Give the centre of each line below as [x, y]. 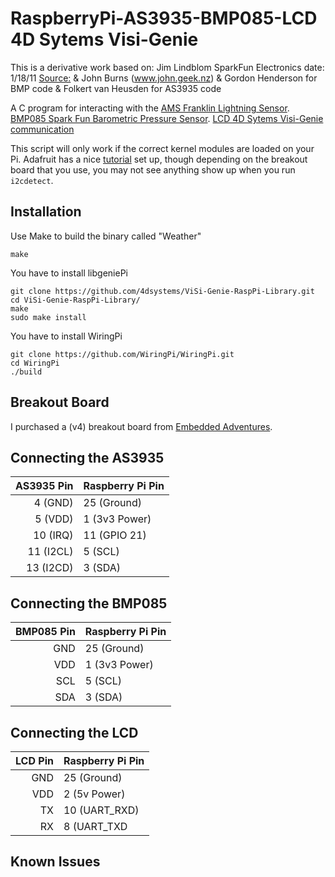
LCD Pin [34, 760]
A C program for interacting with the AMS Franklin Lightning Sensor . [150, 108]
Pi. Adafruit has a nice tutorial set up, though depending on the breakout [159, 159]
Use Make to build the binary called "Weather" [106, 236]
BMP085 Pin [45, 632]
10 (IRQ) [53, 535]
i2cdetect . [32, 180]
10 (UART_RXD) [101, 810]
